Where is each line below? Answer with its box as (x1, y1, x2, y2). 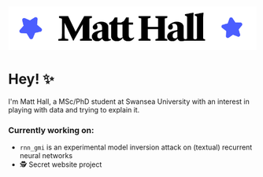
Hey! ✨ (8, 70, 55, 88)
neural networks (19, 151, 73, 160)
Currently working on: (8, 124, 94, 135)
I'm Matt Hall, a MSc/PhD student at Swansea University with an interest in (8, 97, 250, 106)
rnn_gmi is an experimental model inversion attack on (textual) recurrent (19, 142, 253, 152)
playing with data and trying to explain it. (8, 105, 140, 114)
